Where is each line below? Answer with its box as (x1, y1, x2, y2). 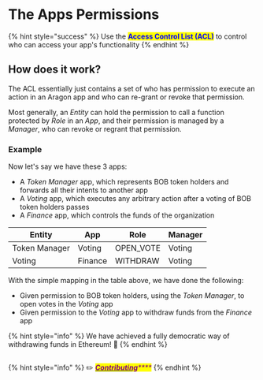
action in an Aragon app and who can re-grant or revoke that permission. (8, 92, 246, 102)
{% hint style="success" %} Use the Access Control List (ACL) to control (8, 32, 247, 41)
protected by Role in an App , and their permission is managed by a (8, 116, 224, 125)
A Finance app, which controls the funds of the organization (19, 210, 215, 220)
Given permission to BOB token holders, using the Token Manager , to (19, 291, 245, 300)
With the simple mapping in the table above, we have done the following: (8, 276, 244, 285)
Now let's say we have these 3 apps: (8, 162, 128, 171)
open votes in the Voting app (19, 300, 113, 309)
